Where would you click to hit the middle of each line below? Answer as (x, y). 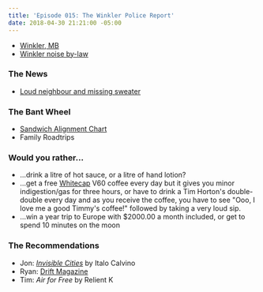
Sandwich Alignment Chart (63, 129)
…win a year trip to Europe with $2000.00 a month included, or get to (132, 217)
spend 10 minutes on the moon (70, 225)
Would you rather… (46, 158)
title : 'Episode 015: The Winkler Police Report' (92, 15)
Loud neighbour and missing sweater (80, 91)
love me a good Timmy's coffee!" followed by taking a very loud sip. (130, 208)
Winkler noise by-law (54, 54)
